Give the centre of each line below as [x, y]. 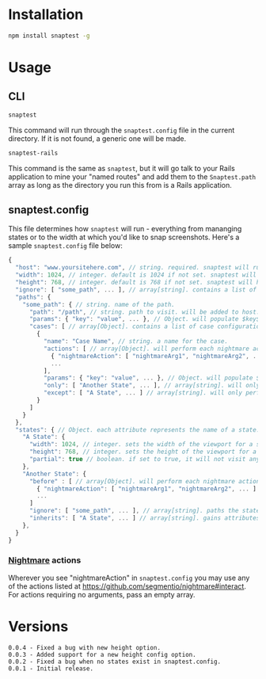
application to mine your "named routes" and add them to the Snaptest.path [132, 177]
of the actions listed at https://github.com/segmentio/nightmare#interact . [127, 586]
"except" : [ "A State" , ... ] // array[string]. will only [143, 393]
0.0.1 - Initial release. [51, 668]
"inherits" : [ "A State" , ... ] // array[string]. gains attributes [144, 518]
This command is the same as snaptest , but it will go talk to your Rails [122, 168]
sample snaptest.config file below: [65, 246]
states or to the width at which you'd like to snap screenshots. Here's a [124, 237]
